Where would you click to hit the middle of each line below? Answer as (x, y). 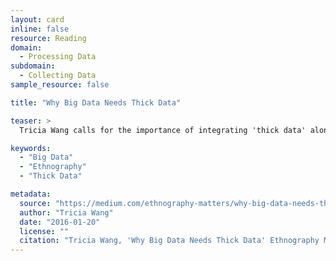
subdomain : (33, 66)
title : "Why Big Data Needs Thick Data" (96, 102)
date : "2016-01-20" (60, 222)
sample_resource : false (60, 85)
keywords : (31, 148)
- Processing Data (58, 57)
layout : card (37, 19)
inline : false (40, 29)
